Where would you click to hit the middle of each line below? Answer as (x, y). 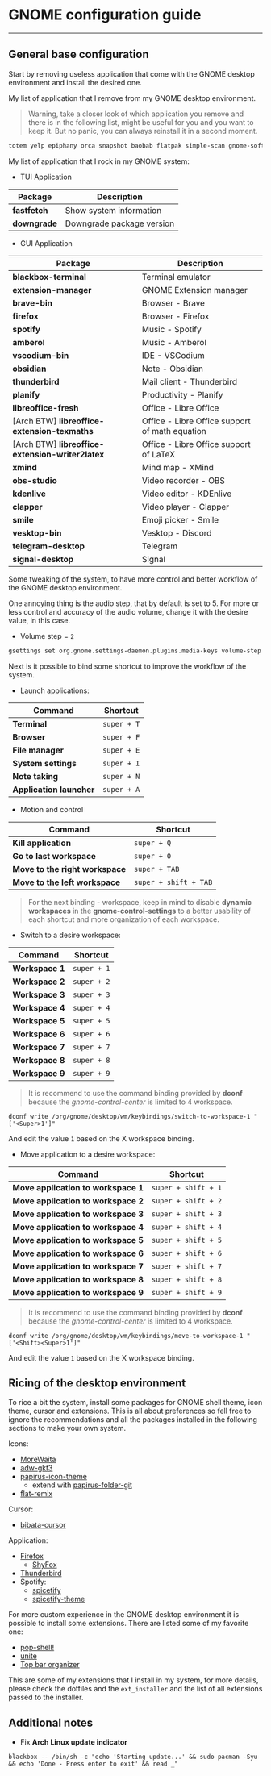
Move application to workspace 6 (78, 1253)
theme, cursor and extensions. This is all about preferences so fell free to (130, 1411)
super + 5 (91, 1021)
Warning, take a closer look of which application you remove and (136, 114)
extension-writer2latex (58, 454)
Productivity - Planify (182, 394)
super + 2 (91, 981)
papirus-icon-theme (53, 1477)
